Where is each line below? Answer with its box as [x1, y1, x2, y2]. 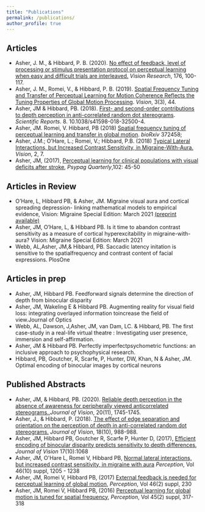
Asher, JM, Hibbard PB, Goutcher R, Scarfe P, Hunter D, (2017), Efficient [15, 434, 196, 442]
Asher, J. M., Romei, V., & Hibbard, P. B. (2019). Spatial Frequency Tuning [15, 85, 199, 92]
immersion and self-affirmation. [15, 335, 95, 343]
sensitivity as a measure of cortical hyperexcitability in [15, 230, 153, 237]
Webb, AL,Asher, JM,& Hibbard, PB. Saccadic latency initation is [15, 243, 177, 250]
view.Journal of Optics [15, 316, 72, 323]
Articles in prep [6, 274, 67, 284]
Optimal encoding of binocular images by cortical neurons [15, 361, 162, 369]
